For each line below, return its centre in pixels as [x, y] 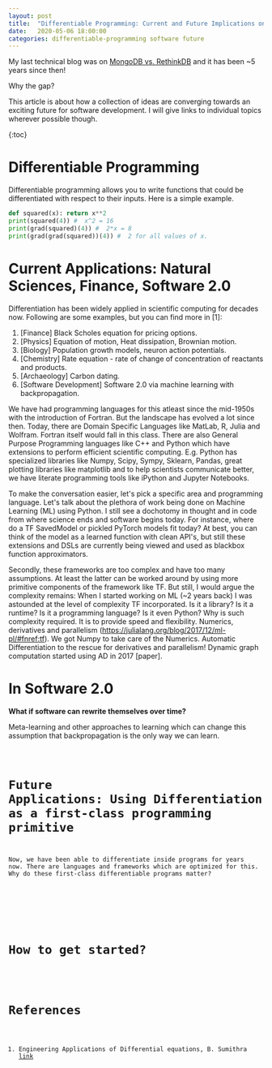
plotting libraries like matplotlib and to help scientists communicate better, [132, 469]
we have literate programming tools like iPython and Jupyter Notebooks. [129, 478]
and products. [43, 367]
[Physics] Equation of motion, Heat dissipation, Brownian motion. [128, 341]
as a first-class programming [110, 813]
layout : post [30, 16]
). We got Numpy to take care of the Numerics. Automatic [140, 639]
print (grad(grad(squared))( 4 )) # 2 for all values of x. [108, 236]
